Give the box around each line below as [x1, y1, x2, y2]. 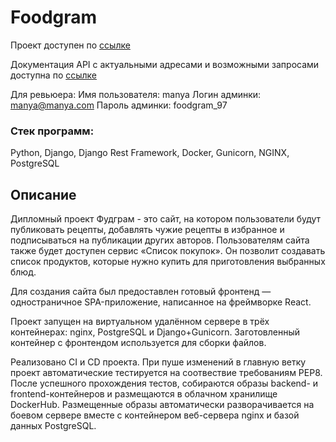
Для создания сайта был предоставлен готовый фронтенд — [10, 286, 272, 298]
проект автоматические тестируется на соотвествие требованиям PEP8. [10, 367, 323, 379]
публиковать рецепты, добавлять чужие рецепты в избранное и [10, 224, 285, 236]
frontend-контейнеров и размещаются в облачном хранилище [10, 388, 278, 400]
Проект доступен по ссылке [10, 39, 131, 51]
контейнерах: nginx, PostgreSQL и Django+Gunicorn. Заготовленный [10, 326, 301, 338]
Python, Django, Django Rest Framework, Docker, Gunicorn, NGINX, [10, 147, 290, 159]
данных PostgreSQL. [10, 420, 97, 432]
